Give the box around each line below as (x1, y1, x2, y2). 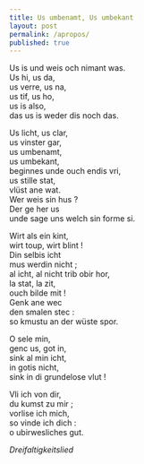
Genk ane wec (9, 297, 63, 308)
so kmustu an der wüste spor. (9, 316, 119, 327)
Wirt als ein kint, (9, 230, 69, 242)
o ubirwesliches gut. (9, 427, 84, 438)
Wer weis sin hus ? (9, 194, 79, 205)
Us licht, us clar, (9, 127, 69, 139)
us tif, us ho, (9, 91, 55, 102)
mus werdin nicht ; (9, 259, 78, 270)
